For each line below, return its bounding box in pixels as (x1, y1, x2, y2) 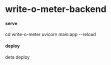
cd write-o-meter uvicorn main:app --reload (5, 31, 96, 37)
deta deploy (5, 54, 30, 60)
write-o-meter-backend (5, 3, 106, 15)
